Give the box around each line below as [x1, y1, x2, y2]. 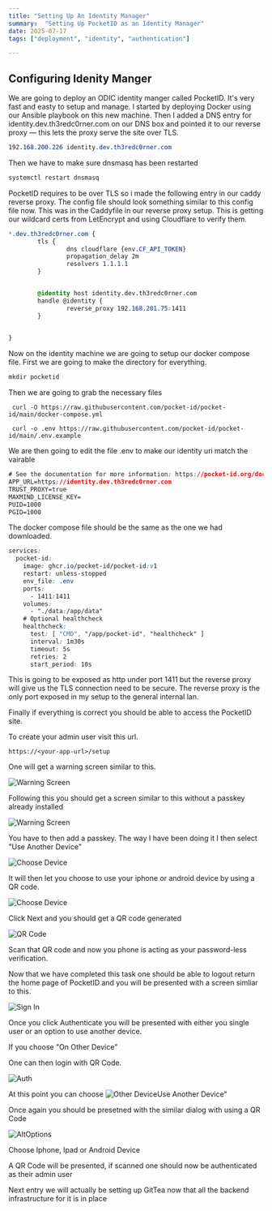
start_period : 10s [29, 660, 92, 668]
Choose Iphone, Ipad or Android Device [8, 1145, 140, 1155]
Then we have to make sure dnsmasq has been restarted [8, 157, 198, 167]
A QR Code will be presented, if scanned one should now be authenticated [8, 1161, 257, 1170]
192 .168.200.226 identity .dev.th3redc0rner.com [8, 144, 172, 152]
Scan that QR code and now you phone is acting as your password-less [8, 945, 247, 955]
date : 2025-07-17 [8, 27, 67, 35]
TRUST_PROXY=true [8, 485, 67, 493]
